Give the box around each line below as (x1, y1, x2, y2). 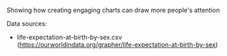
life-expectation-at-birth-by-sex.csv (16, 33, 123, 41)
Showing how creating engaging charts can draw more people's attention (6, 6, 220, 14)
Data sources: (6, 20, 47, 27)
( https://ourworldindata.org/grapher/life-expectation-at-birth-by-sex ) (16, 41, 219, 48)
